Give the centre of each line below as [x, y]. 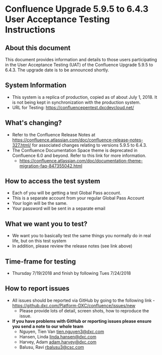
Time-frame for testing [41, 261]
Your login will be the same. [40, 203]
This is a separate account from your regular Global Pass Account [78, 198]
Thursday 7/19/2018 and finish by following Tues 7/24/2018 [72, 273]
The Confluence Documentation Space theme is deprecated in [75, 150]
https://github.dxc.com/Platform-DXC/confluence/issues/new [74, 305]
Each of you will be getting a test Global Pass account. [67, 193]
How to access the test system [53, 181]
